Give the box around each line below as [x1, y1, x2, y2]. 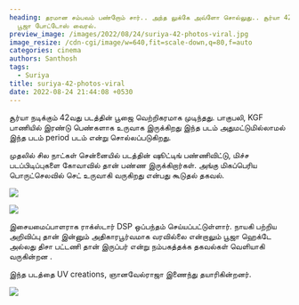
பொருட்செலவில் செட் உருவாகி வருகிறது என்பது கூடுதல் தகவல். [9, 170, 225, 181]
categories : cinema [9, 46, 82, 55]
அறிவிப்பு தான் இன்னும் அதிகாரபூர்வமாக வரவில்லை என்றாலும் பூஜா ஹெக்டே [9, 230, 271, 241]
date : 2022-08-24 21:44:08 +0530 [9, 87, 133, 96]
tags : [9, 63, 29, 72]
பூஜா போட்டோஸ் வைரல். [17, 21, 98, 30]
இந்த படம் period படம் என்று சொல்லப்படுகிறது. [9, 132, 172, 142]
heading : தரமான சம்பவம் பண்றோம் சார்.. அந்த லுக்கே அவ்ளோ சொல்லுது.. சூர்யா [9, 12, 280, 22]
